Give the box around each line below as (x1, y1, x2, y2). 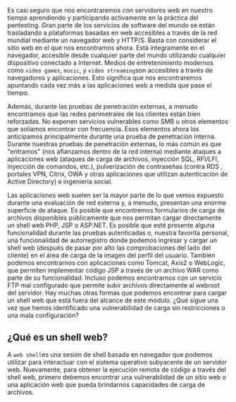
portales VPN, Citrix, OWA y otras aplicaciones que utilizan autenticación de (7, 170, 228, 178)
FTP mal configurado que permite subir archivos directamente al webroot (7, 281, 221, 289)
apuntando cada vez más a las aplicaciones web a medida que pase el (7, 81, 212, 89)
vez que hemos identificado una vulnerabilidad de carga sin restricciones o (7, 304, 225, 312)
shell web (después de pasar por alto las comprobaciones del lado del (7, 244, 211, 252)
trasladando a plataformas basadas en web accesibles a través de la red (7, 28, 218, 37)
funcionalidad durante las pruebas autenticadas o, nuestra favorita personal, (7, 229, 229, 237)
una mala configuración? (7, 311, 80, 319)
